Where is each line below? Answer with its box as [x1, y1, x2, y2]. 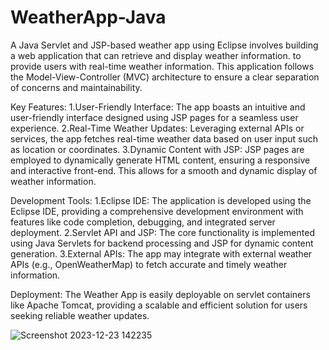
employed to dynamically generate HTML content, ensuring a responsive [10, 154, 311, 166]
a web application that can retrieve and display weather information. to [10, 49, 302, 61]
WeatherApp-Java [10, 6, 167, 29]
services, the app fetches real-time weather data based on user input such [10, 132, 318, 145]
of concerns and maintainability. [10, 81, 143, 93]
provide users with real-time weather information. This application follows [10, 60, 315, 72]
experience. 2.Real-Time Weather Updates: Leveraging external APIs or [10, 122, 305, 134]
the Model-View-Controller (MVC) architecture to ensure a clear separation [10, 71, 320, 83]
